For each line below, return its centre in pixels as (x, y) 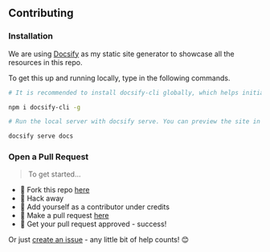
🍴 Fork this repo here (55, 190)
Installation (31, 36)
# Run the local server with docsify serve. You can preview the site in (135, 122)
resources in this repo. (45, 62)
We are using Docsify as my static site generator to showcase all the (121, 54)
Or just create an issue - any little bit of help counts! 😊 (99, 240)
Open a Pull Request (49, 157)
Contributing (41, 13)
